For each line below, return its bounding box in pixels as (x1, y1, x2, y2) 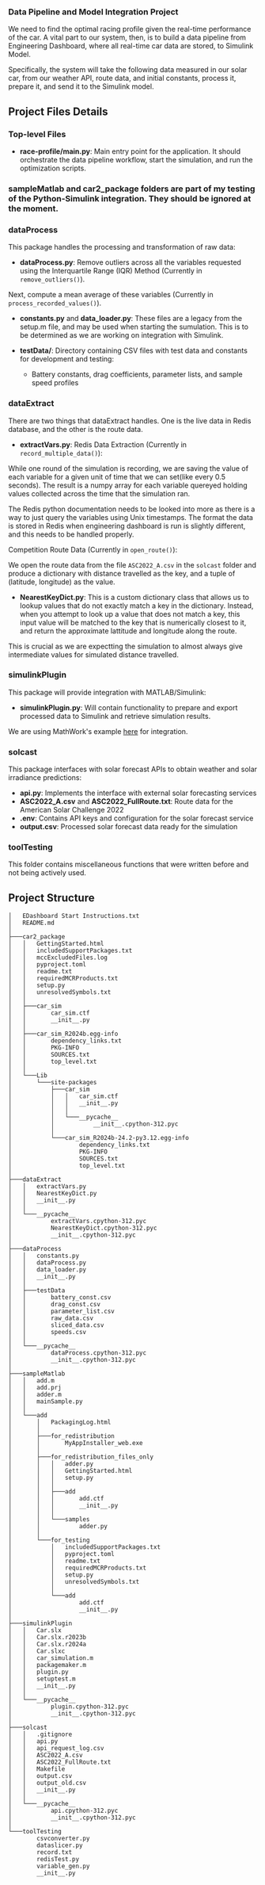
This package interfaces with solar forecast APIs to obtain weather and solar (8, 764, 258, 774)
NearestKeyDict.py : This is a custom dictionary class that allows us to (19, 592, 249, 602)
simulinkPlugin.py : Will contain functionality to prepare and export (19, 702, 238, 712)
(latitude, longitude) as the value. (8, 577, 116, 587)
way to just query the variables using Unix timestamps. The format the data (8, 512, 253, 522)
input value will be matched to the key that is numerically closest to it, (19, 617, 247, 627)
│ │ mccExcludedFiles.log (8, 954, 108, 962)
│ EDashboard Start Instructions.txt (8, 912, 140, 920)
